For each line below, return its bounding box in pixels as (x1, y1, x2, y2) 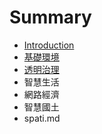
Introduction (23, 39, 75, 51)
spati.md (23, 112, 61, 124)
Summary (9, 6, 92, 29)
